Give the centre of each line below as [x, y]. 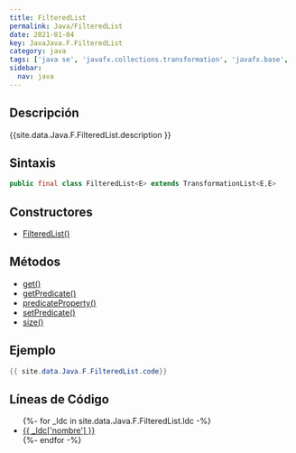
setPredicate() [49, 312]
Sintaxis [33, 163]
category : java [38, 51]
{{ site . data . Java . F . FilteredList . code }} [88, 371]
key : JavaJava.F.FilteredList [66, 43]
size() [33, 322]
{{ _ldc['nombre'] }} [59, 430]
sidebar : [26, 69]
